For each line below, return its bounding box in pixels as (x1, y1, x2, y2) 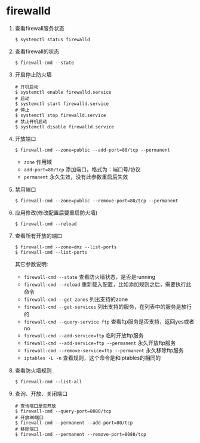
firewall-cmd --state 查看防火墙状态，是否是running (23, 273, 156, 280)
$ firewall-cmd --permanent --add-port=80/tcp (14, 420, 133, 426)
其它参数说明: (14, 260, 48, 267)
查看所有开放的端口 (14, 232, 63, 239)
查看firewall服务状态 (14, 24, 64, 32)
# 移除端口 (14, 426, 39, 432)
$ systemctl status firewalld (14, 36, 91, 42)
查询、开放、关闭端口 (14, 390, 67, 397)
